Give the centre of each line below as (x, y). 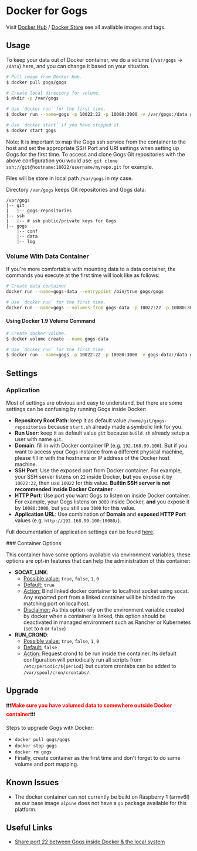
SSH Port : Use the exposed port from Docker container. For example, (98, 470)
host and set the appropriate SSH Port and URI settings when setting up (93, 148)
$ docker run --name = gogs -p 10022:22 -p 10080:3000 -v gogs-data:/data (97, 355)
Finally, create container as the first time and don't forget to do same (97, 757)
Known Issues (33, 782)
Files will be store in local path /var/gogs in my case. (69, 178)
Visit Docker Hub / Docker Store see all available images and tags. (86, 27)
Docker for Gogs (47, 11)
